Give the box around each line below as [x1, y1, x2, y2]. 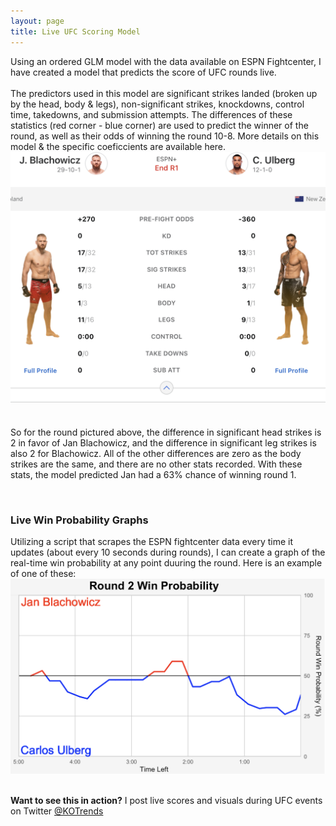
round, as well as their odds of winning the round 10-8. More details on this [10, 130, 320, 142]
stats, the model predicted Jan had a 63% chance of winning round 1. [10, 469, 297, 481]
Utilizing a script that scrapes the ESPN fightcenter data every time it [10, 536, 294, 548]
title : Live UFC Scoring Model [10, 26, 141, 37]
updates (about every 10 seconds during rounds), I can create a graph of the [10, 546, 326, 559]
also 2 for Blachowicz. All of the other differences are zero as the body [10, 448, 302, 460]
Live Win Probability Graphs [10, 513, 149, 527]
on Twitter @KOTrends [10, 805, 104, 817]
